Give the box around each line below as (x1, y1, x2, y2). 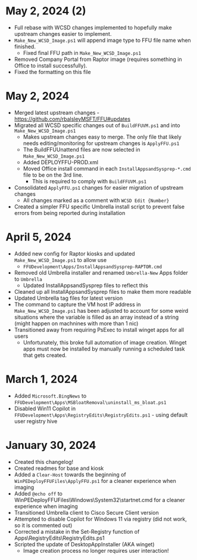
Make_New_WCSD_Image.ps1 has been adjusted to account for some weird (14, 307, 189, 314)
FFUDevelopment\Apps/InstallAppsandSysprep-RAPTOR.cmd (23, 264, 162, 270)
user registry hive (14, 417, 58, 424)
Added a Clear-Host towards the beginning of (14, 470, 126, 478)
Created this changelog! (14, 458, 74, 465)
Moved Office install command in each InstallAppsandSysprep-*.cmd (23, 165, 191, 172)
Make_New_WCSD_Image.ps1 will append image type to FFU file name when (14, 36, 191, 44)
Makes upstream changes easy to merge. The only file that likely (23, 133, 182, 140)
